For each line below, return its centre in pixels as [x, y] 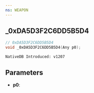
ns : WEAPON [17, 10]
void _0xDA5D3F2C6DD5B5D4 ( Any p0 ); [43, 48]
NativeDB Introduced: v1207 [35, 57]
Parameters [24, 72]
